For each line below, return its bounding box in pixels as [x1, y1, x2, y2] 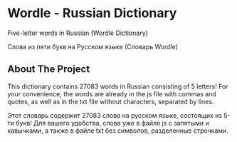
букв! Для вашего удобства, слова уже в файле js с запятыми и [15, 118, 209, 127]
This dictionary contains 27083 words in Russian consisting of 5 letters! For [7, 82, 229, 91]
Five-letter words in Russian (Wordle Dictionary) [7, 29, 148, 37]
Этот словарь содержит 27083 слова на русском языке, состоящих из [7, 111, 222, 119]
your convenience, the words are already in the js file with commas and [7, 89, 217, 98]
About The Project [7, 63, 90, 76]
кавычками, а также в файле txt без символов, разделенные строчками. [7, 126, 229, 135]
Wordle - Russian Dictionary [7, 5, 177, 21]
